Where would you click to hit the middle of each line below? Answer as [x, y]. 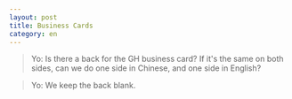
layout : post [33, 17]
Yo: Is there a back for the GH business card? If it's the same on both [157, 59]
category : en [33, 34]
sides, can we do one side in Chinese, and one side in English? [146, 68]
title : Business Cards [51, 26]
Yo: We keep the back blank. [83, 86]
